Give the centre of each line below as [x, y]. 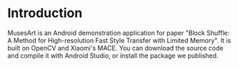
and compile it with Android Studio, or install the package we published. [113, 56]
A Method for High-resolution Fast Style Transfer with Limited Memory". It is [119, 40]
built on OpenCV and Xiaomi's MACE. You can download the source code [115, 48]
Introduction [45, 13]
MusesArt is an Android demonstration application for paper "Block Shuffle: [119, 33]
